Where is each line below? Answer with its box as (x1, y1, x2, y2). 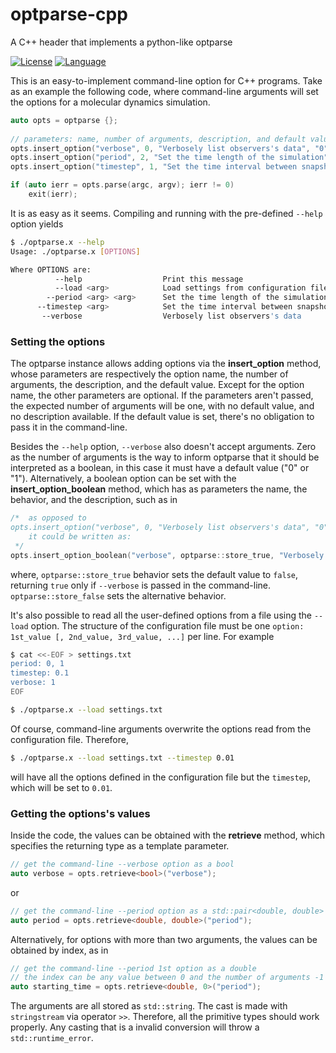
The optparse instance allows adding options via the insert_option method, (10, 358, 322, 370)
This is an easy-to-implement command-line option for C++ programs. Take (10, 74, 323, 87)
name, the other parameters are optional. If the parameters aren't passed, (10, 389, 314, 402)
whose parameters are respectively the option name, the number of (10, 368, 289, 380)
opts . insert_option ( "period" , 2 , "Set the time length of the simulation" (10, 153, 329, 163)
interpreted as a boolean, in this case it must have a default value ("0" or (10, 462, 310, 474)
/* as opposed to (10, 513, 87, 523)
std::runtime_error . (10, 1032, 94, 1044)
